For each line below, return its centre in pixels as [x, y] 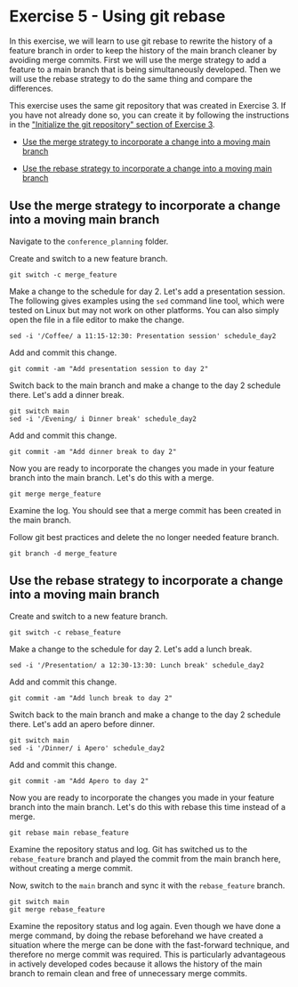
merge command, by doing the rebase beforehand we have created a [137, 935]
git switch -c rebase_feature [65, 632]
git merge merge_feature [55, 494]
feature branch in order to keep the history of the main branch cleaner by [143, 50]
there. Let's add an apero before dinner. [82, 724]
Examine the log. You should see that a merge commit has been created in [145, 510]
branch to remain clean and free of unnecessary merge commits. [128, 973]
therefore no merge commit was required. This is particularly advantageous [148, 954]
